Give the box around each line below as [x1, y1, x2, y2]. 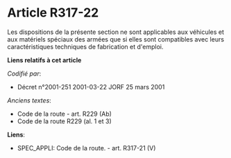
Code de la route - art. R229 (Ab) [17, 109, 112, 118]
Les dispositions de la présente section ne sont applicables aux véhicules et [7, 28, 224, 36]
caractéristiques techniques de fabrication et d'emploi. [7, 42, 164, 51]
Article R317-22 [7, 5, 99, 21]
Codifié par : [7, 69, 42, 78]
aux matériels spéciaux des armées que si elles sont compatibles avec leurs [7, 35, 224, 43]
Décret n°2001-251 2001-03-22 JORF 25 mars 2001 [17, 82, 165, 91]
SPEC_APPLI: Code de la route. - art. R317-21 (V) [17, 143, 156, 152]
